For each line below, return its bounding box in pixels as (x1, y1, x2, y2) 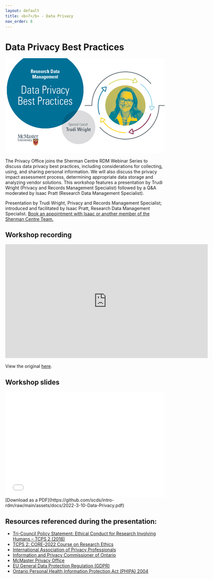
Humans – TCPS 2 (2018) (12, 535, 65, 542)
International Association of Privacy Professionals (12, 547, 116, 553)
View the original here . (5, 363, 52, 369)
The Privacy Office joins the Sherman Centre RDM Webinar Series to (5, 157, 148, 164)
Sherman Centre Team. (5, 216, 54, 222)
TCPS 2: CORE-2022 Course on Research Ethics (12, 541, 114, 547)
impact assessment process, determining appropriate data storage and (5, 174, 153, 180)
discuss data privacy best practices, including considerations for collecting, (5, 163, 163, 169)
